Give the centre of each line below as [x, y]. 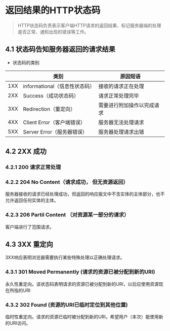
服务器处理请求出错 [121, 131]
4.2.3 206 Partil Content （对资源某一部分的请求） [67, 215]
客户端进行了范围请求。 [30, 227]
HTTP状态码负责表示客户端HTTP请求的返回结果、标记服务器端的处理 [89, 25]
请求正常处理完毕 [119, 95]
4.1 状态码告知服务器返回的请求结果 [60, 49]
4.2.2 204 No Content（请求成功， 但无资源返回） [67, 182]
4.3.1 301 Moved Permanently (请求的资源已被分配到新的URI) [80, 272]
